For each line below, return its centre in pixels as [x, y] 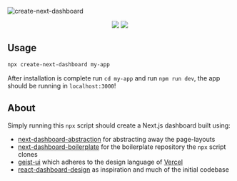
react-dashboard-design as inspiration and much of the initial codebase [123, 169]
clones [27, 154]
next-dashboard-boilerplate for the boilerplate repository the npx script [122, 147]
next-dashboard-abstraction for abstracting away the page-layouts [116, 139]
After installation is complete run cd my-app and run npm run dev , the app [114, 78]
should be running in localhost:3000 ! [62, 86]
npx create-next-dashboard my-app [59, 64]
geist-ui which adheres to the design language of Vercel [100, 162]
